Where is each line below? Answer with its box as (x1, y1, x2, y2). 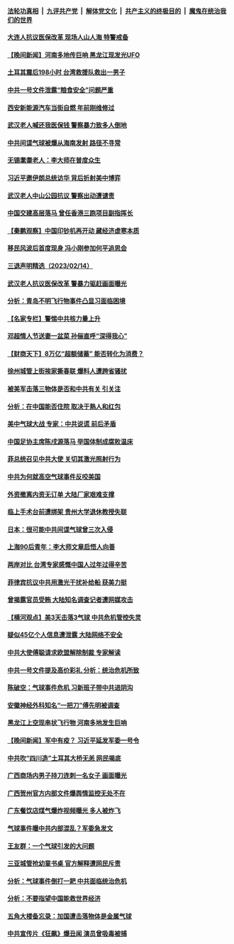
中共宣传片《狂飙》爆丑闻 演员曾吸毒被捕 (7, 929, 128, 938)
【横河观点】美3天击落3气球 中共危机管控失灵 (7, 613, 142, 622)
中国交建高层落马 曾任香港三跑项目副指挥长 (7, 209, 133, 217)
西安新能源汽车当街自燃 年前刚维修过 (7, 103, 115, 112)
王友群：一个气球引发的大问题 (7, 842, 94, 850)
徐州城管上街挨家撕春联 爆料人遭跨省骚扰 (7, 367, 128, 376)
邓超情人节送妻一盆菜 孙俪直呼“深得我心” (7, 332, 128, 340)
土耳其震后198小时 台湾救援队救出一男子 (7, 68, 126, 77)
